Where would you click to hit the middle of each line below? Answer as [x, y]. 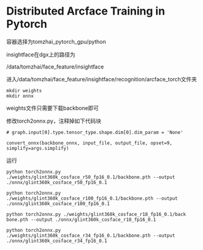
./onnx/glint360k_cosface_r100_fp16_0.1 [58, 204]
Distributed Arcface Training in [86, 11]
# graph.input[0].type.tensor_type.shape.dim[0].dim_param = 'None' [95, 132]
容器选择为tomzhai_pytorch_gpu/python [56, 41]
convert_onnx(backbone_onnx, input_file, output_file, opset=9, [89, 143]
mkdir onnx [20, 96]
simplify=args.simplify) [38, 148]
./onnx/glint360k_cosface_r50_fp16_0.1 [57, 182]
